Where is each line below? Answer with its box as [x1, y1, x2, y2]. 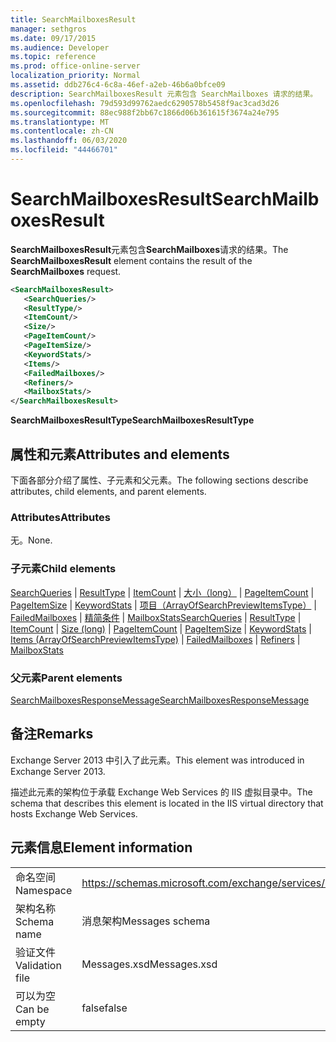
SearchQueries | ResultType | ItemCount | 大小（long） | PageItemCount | [10, 586, 315, 598]
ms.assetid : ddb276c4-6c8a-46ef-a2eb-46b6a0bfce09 [10, 80, 226, 90]
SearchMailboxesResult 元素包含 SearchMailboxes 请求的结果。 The [10, 243, 289, 255]
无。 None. [10, 534, 53, 546]
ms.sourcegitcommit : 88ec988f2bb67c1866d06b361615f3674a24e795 [10, 107, 280, 118]
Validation [15, 958, 62, 972]
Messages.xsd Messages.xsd [81, 957, 218, 971]
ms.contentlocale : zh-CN [10, 126, 114, 136]
